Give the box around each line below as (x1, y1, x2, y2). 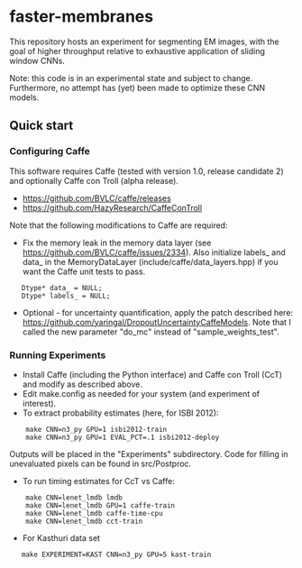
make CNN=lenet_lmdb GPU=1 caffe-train (25, 500, 176, 510)
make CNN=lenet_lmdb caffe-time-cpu (25, 508, 164, 518)
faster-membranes (9, 6, 154, 27)
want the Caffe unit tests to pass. (22, 266, 146, 277)
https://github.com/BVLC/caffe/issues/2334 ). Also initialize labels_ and (22, 246, 286, 258)
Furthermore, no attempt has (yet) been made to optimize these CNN (9, 82, 266, 93)
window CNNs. (9, 55, 65, 66)
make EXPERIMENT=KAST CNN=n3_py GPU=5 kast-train (21, 550, 212, 559)
